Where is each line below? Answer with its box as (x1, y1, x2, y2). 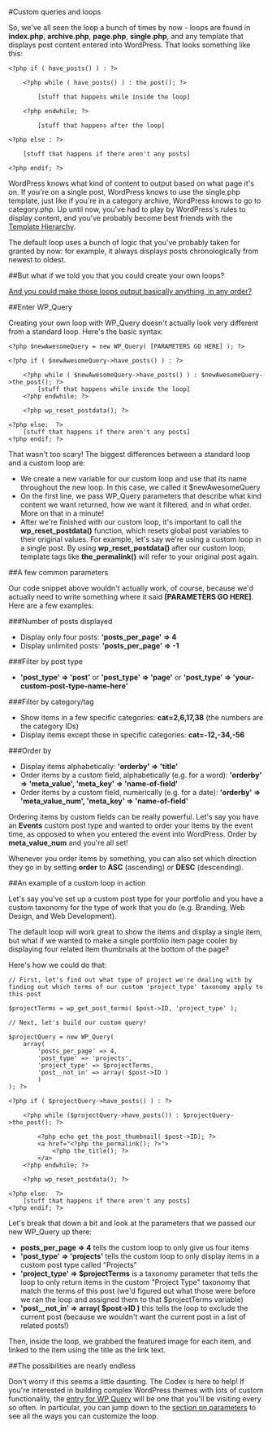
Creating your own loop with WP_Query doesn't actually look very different (8, 318, 258, 328)
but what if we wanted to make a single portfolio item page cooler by (8, 936, 238, 945)
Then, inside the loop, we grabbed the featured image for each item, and (8, 1336, 252, 1346)
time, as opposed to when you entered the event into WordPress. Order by (8, 829, 257, 838)
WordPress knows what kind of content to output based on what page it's (8, 178, 254, 188)
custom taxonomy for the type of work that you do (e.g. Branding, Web (8, 903, 245, 912)
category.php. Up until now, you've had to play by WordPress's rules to (8, 204, 246, 214)
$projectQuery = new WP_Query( (8, 1033, 114, 1041)
